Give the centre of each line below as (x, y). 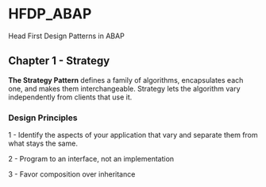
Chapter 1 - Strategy (59, 61)
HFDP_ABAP (50, 14)
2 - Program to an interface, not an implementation (91, 159)
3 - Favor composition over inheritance (72, 174)
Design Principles (43, 118)
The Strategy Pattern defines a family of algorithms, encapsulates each (126, 80)
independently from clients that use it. (70, 97)
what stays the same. (43, 143)
